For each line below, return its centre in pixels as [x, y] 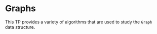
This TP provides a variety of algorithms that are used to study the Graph [78, 22]
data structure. [20, 27]
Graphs [20, 8]
